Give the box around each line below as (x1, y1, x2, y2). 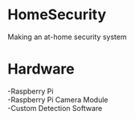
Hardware (7, 60, 75, 78)
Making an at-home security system (7, 32, 127, 42)
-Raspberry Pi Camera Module (7, 94, 109, 105)
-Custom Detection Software (7, 103, 103, 113)
